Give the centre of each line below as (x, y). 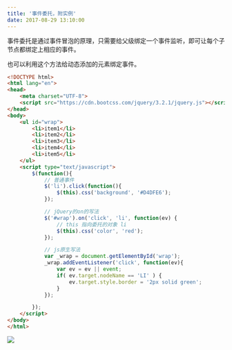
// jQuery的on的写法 (71, 212)
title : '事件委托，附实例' (42, 13)
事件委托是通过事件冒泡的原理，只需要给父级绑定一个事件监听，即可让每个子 (116, 40)
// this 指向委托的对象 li (91, 224)
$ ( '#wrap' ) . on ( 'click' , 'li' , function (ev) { (110, 218)
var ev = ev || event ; (89, 269)
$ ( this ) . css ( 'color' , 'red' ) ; (100, 231)
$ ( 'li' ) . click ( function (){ (83, 186)
